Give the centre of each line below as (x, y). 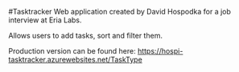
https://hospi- (160, 51)
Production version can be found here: (72, 51)
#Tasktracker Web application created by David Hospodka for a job (120, 12)
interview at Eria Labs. (45, 20)
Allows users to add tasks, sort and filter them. (86, 36)
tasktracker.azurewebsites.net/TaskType (75, 60)
